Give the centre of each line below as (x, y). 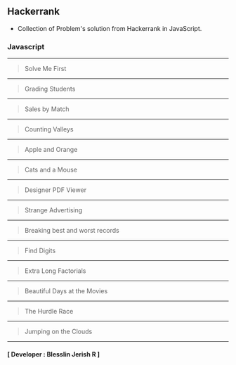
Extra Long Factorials (55, 271)
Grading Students (50, 89)
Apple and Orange (51, 150)
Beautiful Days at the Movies (66, 291)
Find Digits (40, 251)
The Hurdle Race (49, 312)
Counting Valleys (49, 129)
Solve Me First (45, 69)
